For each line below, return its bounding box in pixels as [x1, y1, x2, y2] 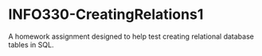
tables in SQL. [8, 39, 54, 49]
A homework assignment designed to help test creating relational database [8, 32, 255, 41]
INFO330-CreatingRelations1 [8, 6, 204, 24]
